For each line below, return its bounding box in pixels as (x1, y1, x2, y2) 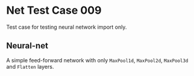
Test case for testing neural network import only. (6, 23, 127, 31)
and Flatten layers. (6, 63, 54, 70)
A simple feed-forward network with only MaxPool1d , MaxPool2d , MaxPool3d (6, 56, 189, 63)
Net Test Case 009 (6, 4, 102, 17)
